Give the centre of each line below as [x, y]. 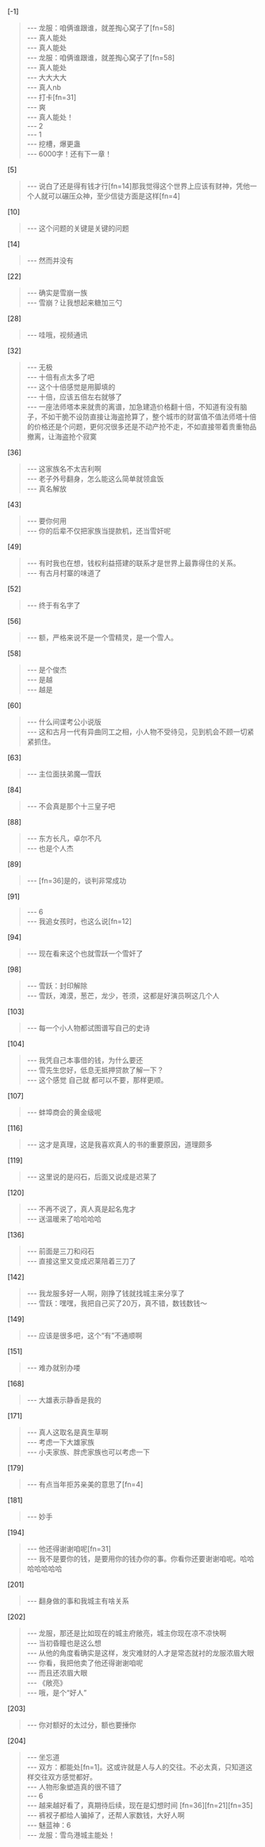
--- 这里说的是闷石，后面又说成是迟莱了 [92, 1177]
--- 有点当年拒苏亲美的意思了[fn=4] [85, 1484]
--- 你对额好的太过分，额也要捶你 [81, 1725]
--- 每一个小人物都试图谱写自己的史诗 [88, 1028]
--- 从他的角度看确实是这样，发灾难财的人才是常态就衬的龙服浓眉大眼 [140, 1653]
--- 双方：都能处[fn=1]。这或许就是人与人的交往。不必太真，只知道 [136, 1767]
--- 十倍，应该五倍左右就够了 [75, 397]
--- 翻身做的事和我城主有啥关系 [78, 1601]
